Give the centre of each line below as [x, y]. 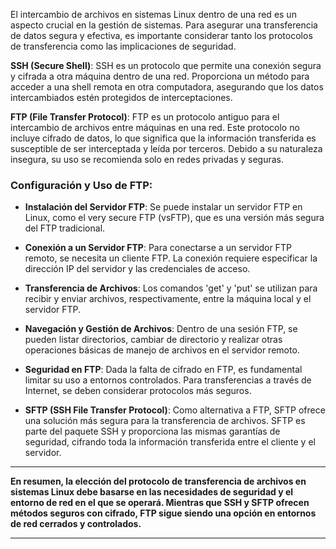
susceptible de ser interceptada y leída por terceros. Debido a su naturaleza [166, 148]
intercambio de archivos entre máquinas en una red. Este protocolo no [155, 127]
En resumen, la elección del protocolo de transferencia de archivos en [158, 481]
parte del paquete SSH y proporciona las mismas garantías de [152, 431]
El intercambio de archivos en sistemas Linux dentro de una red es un [153, 14]
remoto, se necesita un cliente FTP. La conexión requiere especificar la [171, 258]
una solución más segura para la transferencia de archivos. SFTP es [165, 421]
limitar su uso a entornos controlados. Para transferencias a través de [168, 380]
